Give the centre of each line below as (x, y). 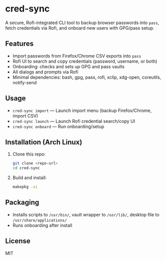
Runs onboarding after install (42, 225)
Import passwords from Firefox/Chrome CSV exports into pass (77, 56)
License (18, 241)
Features (19, 44)
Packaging (22, 203)
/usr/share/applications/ (39, 220)
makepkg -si (25, 187)
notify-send (24, 82)
